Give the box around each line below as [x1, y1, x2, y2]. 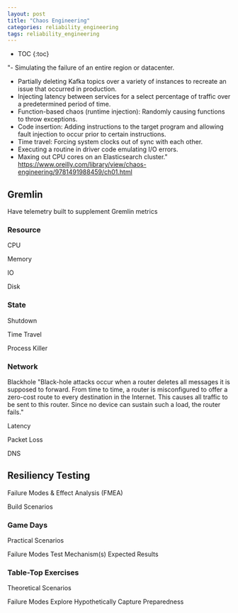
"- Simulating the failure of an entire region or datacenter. [7, 63, 175, 72]
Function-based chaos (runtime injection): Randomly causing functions [17, 107, 225, 116]
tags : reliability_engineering [7, 30, 100, 38]
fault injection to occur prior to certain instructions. [17, 130, 166, 139]
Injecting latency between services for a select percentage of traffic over [17, 92, 231, 101]
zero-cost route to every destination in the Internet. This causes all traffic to [7, 392, 228, 401]
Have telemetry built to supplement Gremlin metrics [7, 207, 158, 216]
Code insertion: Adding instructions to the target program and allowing [17, 122, 225, 131]
